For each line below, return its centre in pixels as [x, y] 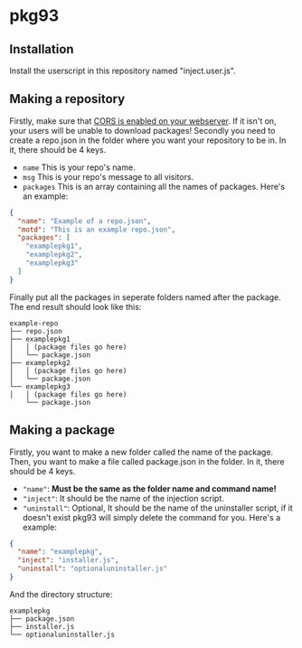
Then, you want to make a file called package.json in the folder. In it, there [147, 461]
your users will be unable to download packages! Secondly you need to [142, 130]
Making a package [62, 430]
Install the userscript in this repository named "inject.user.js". [123, 70]
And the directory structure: [61, 594]
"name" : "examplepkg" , [60, 552]
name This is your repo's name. [79, 167]
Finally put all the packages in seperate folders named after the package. [146, 297]
